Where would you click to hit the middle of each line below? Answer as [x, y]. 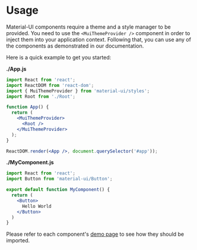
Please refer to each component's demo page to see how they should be [95, 234]
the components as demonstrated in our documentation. [75, 46]
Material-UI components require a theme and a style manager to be [88, 27]
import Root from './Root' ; [41, 96]
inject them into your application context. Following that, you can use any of [99, 39]
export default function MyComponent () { [58, 190]
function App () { [28, 107]
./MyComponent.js [30, 162]
